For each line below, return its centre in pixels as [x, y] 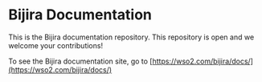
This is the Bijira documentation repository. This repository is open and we [131, 37]
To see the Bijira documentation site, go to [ [80, 61]
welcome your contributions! [55, 45]
